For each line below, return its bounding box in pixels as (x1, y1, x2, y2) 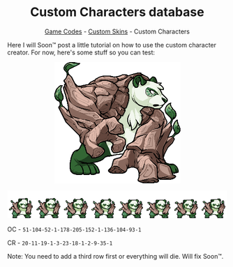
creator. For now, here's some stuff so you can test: (7, 48, 156, 56)
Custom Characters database (30, 4, 204, 20)
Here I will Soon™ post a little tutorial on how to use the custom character (7, 40, 217, 49)
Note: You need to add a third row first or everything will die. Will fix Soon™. (7, 252, 224, 260)
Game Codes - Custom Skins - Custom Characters (44, 27, 190, 36)
